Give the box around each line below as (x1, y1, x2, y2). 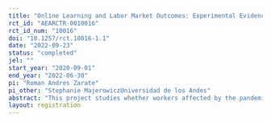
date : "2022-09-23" (8, 42, 74, 50)
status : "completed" (8, 49, 78, 57)
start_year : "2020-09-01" (8, 64, 95, 72)
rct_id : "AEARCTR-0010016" (8, 19, 99, 27)
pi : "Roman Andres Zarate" (8, 79, 99, 87)
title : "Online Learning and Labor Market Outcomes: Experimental (8, 11, 236, 20)
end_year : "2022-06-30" (8, 71, 89, 79)
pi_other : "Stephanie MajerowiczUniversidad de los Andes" (8, 86, 211, 95)
